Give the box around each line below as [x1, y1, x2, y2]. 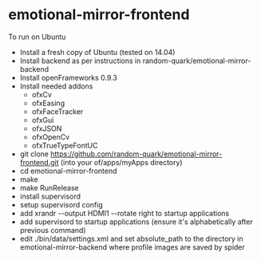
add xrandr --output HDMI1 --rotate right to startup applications [19, 208, 230, 218]
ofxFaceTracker [31, 106, 84, 116]
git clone [19, 149, 49, 159]
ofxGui [31, 115, 54, 124]
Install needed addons [19, 81, 93, 91]
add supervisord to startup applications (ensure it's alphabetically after [19, 217, 253, 227]
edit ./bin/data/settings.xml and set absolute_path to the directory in [19, 234, 243, 243]
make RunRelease [19, 183, 80, 192]
